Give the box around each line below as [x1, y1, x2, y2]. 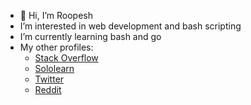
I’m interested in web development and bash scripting [19, 20, 242, 32]
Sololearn [34, 63, 75, 74]
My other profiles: [19, 41, 94, 53]
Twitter [34, 73, 65, 85]
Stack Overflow [34, 52, 99, 64]
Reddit [34, 84, 62, 95]
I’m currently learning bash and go [19, 31, 162, 42]
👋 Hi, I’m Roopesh [19, 10, 94, 21]
